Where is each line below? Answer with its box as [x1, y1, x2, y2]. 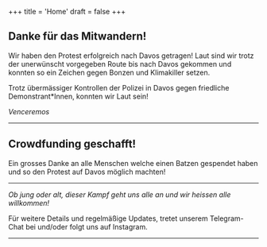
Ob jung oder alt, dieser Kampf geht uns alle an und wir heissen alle [8, 190, 231, 199]
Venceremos [8, 106, 50, 116]
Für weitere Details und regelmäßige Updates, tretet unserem [8, 214, 208, 223]
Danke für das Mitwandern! [8, 29, 147, 43]
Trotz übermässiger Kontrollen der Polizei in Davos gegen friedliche [8, 83, 230, 92]
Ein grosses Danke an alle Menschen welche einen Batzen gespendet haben [8, 158, 258, 168]
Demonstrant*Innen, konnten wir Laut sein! [8, 91, 149, 101]
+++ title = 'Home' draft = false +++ [8, 7, 126, 16]
